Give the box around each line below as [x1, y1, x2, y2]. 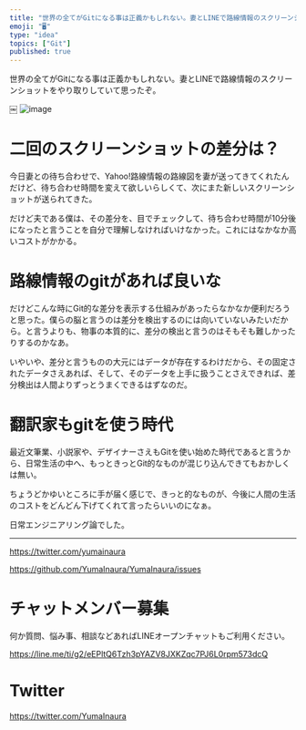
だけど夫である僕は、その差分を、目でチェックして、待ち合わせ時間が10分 [9, 213, 289, 224]
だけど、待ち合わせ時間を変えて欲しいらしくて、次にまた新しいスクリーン [9, 182, 287, 193]
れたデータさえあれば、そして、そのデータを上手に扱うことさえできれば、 [9, 368, 289, 378]
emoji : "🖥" [9, 22, 52, 31]
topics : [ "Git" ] [9, 38, 71, 48]
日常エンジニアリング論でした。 [9, 519, 129, 530]
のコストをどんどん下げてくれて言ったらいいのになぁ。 [9, 499, 217, 510]
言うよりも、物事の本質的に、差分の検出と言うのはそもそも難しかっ [33, 325, 289, 336]
